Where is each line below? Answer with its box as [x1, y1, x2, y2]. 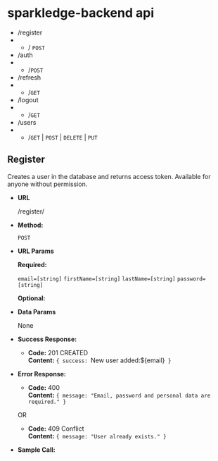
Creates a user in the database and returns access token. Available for [7, 172, 211, 180]
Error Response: [17, 369, 67, 378]
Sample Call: [17, 445, 56, 454]
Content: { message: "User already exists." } [27, 431, 167, 440]
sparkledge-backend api [7, 5, 155, 21]
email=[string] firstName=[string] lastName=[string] [17, 275, 176, 283]
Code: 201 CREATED [27, 348, 89, 357]
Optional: [17, 294, 46, 302]
